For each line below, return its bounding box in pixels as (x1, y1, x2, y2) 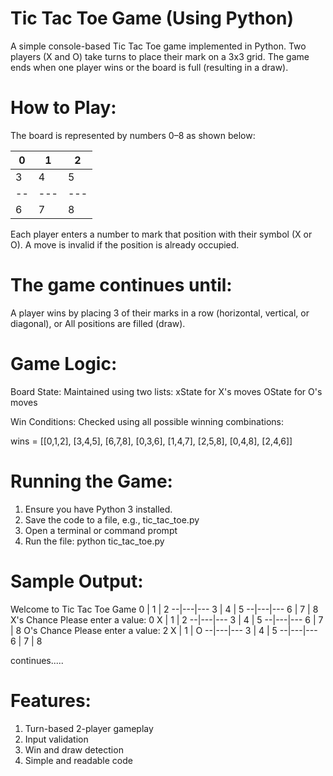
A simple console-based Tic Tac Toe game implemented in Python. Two (10, 40, 307, 52)
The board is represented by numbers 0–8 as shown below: (10, 129, 256, 141)
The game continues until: (10, 274, 233, 297)
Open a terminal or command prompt (24, 524, 178, 536)
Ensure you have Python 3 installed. (24, 503, 173, 515)
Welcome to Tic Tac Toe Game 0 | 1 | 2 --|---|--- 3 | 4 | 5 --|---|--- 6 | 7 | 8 (10, 603, 319, 615)
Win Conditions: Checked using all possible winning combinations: (10, 415, 284, 427)
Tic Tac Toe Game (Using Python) (10, 7, 294, 30)
